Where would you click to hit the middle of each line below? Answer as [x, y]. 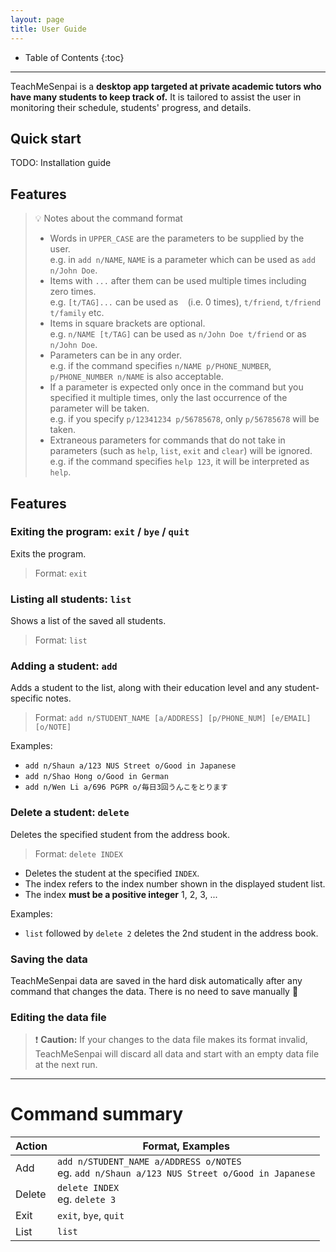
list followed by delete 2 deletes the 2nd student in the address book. [171, 933]
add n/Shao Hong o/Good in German [96, 777]
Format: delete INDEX [78, 853]
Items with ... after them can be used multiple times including [178, 281]
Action [31, 1146]
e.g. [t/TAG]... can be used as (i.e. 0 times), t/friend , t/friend [185, 302]
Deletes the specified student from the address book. [120, 834]
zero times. [73, 292]
